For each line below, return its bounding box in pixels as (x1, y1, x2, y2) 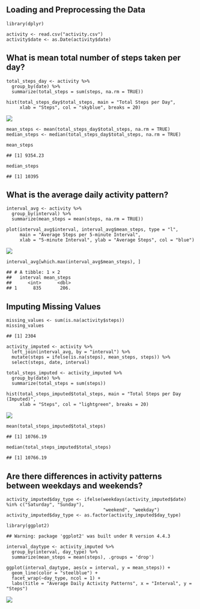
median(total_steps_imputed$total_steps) (6, 444, 112, 450)
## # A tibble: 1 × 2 (6, 270, 61, 276)
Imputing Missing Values (6, 301, 101, 312)
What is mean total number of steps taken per (6, 53, 181, 63)
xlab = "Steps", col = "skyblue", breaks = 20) (19, 105, 141, 111)
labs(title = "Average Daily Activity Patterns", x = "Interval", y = (11, 581, 192, 587)
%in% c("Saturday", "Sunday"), (6, 501, 85, 508)
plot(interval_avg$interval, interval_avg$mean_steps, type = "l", (6, 226, 179, 233)
